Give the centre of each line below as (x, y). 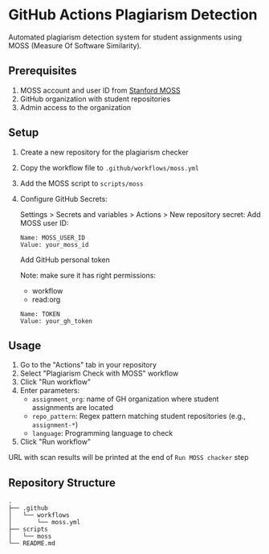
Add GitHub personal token (65, 260)
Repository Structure (62, 483)
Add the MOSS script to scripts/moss (82, 183)
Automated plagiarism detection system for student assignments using (125, 37)
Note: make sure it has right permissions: (88, 275)
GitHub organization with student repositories (95, 99)
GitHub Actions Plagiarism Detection (133, 15)
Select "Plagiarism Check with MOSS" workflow (99, 373)
